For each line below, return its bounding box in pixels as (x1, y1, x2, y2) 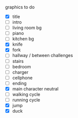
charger (12, 69, 29, 75)
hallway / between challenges (12, 53, 73, 59)
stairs (12, 58, 24, 64)
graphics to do (5, 4, 35, 10)
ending (12, 80, 27, 86)
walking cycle (12, 91, 40, 97)
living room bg (12, 25, 42, 31)
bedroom (12, 63, 31, 69)
